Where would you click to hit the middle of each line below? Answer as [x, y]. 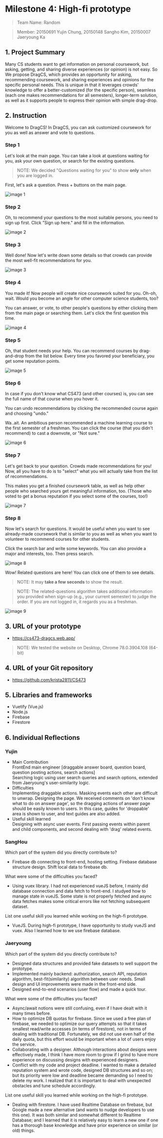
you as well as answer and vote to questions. [50, 132]
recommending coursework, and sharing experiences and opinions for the [80, 79]
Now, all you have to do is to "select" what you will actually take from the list [81, 471]
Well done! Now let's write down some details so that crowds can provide [79, 255]
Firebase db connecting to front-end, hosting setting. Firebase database [84, 862]
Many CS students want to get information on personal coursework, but [77, 64]
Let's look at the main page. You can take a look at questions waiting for [77, 156]
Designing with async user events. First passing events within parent [81, 824]
